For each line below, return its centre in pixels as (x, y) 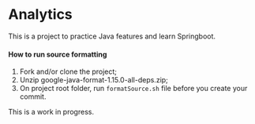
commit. (33, 97)
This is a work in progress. (51, 112)
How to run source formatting (58, 54)
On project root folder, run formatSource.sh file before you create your (133, 89)
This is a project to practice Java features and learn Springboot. (112, 36)
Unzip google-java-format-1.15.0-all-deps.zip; (94, 80)
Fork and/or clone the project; (68, 71)
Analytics (40, 15)
